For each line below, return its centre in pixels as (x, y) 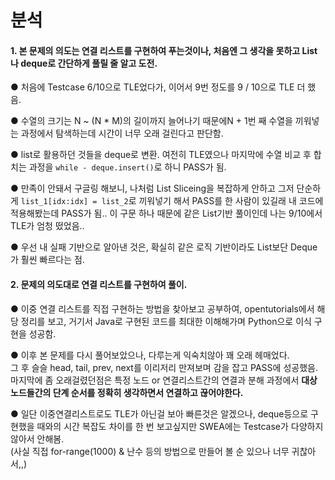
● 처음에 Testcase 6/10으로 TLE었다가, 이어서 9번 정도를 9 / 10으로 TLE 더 (158, 87)
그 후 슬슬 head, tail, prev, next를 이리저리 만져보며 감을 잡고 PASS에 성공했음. (164, 367)
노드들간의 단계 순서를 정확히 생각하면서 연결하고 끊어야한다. (127, 392)
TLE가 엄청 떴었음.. (47, 226)
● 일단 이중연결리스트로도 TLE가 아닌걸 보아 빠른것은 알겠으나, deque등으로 (159, 413)
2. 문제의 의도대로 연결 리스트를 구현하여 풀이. (99, 284)
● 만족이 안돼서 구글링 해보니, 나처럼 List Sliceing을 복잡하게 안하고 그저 (152, 188)
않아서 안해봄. (37, 438)
